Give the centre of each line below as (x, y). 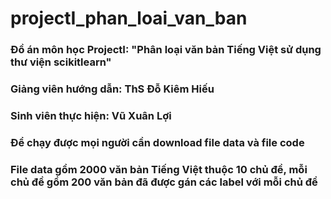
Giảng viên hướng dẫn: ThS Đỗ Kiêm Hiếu (112, 89)
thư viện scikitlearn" (61, 62)
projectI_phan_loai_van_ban (129, 18)
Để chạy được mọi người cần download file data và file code (157, 142)
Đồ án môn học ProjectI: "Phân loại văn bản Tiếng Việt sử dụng (166, 50)
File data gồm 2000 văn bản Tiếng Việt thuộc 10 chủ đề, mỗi (159, 169)
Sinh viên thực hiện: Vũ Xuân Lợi (91, 115)
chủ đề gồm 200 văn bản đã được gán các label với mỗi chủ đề (164, 182)
